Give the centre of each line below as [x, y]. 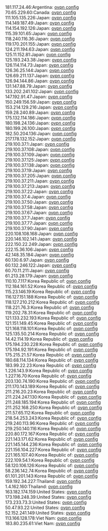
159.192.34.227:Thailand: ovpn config [43, 481]
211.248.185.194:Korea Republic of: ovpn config [53, 402]
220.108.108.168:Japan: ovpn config [42, 234]
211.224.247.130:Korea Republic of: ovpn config [53, 397]
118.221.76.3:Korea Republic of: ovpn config [50, 307]
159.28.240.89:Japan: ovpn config [40, 113]
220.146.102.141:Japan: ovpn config [41, 239]
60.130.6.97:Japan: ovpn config [37, 260]
